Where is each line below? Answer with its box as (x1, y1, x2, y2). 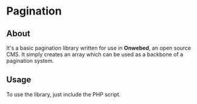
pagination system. (6, 57, 54, 64)
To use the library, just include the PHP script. (6, 91, 121, 98)
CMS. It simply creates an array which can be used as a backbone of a (6, 51, 184, 58)
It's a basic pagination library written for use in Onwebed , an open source (6, 44, 192, 51)
